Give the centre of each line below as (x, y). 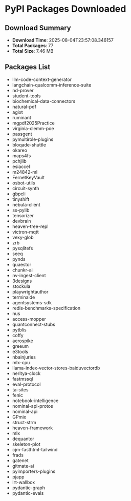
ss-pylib (21, 210)
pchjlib (19, 161)
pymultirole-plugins (33, 139)
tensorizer (23, 215)
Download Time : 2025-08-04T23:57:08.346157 (63, 40)
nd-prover (23, 90)
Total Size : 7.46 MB (33, 51)
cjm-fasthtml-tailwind (35, 449)
